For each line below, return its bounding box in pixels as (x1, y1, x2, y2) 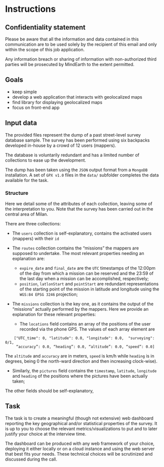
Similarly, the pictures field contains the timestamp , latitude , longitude (12, 367, 157, 373)
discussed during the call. (5, 456, 57, 462)
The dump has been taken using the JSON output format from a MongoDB (5, 167, 148, 173)
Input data (5, 119, 37, 127)
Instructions (5, 3, 56, 15)
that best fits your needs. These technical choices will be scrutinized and (5, 451, 153, 457)
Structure (5, 189, 28, 196)
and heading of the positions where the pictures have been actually (12, 373, 148, 379)
